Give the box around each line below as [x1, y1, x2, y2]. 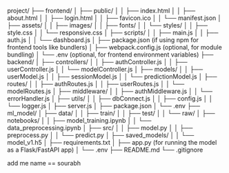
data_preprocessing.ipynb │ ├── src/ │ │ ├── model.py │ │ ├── [7, 124, 193, 132]
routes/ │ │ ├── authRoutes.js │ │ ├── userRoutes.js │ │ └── [7, 80, 185, 88]
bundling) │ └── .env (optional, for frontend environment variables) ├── [7, 50, 214, 59]
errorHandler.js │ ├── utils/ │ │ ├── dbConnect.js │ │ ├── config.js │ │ [7, 94, 213, 103]
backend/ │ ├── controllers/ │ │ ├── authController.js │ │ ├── [7, 58, 188, 65]
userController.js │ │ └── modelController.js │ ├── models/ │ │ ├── [7, 65, 203, 73]
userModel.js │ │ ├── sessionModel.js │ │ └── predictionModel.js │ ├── [7, 72, 217, 81]
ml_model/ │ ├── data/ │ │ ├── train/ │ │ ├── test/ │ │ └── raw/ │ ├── [7, 109, 215, 117]
